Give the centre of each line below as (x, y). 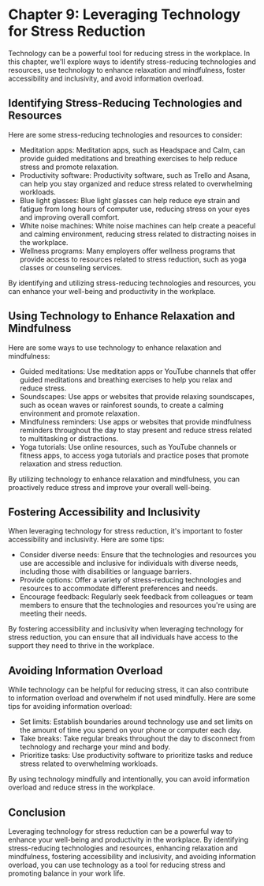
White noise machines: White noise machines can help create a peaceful (138, 225)
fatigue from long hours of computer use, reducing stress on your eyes (135, 209)
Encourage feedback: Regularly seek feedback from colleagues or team (136, 597)
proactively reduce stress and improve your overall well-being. (110, 487)
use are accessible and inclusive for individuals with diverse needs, (129, 564)
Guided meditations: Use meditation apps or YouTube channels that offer (138, 371)
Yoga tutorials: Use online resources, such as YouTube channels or (128, 447)
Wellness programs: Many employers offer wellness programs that (127, 251)
